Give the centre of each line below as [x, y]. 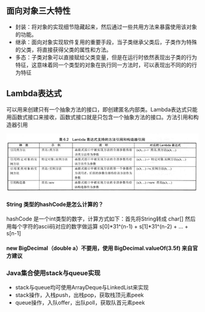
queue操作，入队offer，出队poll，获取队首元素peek [80, 303]
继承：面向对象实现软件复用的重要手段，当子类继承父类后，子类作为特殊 [106, 42]
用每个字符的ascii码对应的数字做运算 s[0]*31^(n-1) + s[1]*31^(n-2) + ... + [97, 227]
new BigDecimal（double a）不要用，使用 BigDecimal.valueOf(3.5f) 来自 [99, 248]
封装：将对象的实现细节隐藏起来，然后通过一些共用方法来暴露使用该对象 [106, 27]
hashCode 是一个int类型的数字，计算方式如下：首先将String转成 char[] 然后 [101, 219]
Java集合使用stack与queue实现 [53, 273]
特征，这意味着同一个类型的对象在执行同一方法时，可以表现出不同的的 [103, 65]
